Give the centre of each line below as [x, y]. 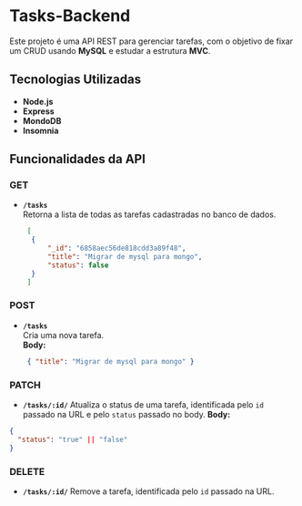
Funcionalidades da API [77, 159]
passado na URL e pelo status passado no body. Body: [126, 415]
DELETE [27, 471]
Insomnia [40, 130]
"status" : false [78, 265]
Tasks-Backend [70, 16]
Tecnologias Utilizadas [75, 80]
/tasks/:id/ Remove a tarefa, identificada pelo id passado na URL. [148, 491]
